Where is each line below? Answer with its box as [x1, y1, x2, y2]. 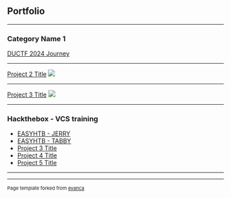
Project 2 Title [7, 70, 47, 78]
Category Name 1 [7, 34, 66, 43]
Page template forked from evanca [7, 185, 85, 192]
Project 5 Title [16, 159, 57, 167]
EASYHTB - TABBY [16, 137, 71, 145]
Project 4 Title [16, 151, 57, 160]
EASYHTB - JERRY [16, 129, 71, 138]
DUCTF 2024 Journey [7, 49, 70, 58]
